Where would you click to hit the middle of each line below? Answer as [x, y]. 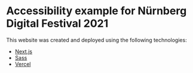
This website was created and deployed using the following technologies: [96, 40]
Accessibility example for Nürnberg [96, 11]
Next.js [24, 51]
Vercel [23, 64]
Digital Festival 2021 [57, 23]
